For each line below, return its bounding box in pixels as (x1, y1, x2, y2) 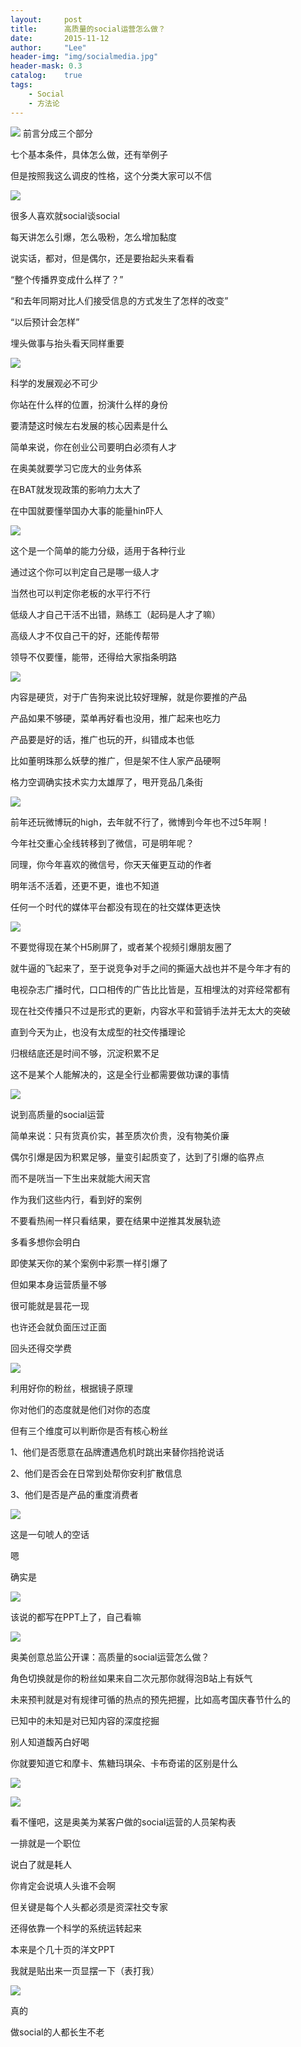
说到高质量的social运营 (10, 1108, 105, 1120)
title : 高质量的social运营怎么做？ (10, 24, 166, 34)
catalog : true (10, 71, 83, 81)
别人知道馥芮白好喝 (10, 1736, 90, 1748)
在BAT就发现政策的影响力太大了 (10, 483, 142, 495)
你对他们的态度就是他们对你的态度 (10, 1403, 151, 1415)
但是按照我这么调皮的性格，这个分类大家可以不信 (10, 169, 212, 181)
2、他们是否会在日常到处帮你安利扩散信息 (10, 1467, 183, 1479)
